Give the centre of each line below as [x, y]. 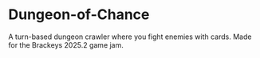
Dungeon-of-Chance [79, 15]
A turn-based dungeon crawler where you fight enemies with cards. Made [130, 37]
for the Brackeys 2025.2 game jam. [66, 44]
